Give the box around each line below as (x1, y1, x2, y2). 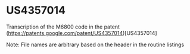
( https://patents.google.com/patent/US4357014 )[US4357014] (6, 29, 157, 36)
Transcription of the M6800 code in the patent (6, 23, 120, 30)
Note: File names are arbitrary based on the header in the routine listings (6, 41, 185, 48)
